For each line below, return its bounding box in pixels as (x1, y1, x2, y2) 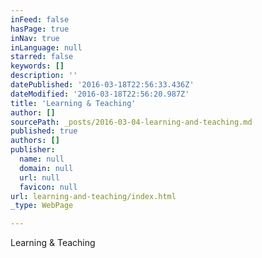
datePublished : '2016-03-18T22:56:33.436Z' (10, 80, 195, 90)
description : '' (10, 71, 78, 81)
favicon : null (19, 182, 78, 192)
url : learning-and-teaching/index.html (10, 191, 177, 201)
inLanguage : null (10, 42, 83, 53)
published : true (10, 126, 78, 136)
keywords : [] (10, 61, 65, 71)
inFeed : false (10, 14, 70, 25)
